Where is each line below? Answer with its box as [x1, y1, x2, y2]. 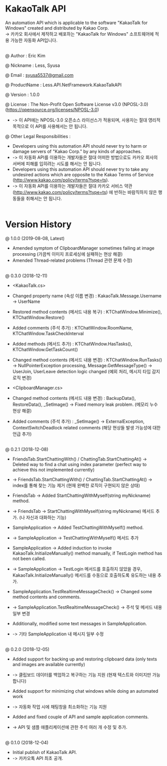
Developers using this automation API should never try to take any [12, 166, 148, 172]
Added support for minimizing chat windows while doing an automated [12, 688, 158, 694]
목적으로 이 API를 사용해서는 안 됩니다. [12, 123, 88, 129]
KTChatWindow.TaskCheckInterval [12, 330, 84, 337]
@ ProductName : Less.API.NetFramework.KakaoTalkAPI [5, 81, 121, 88]
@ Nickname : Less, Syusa [5, 62, 60, 68]
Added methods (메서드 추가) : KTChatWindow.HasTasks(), [12, 341, 132, 347]
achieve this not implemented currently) [12, 467, 95, 473]
